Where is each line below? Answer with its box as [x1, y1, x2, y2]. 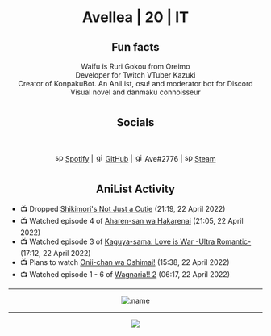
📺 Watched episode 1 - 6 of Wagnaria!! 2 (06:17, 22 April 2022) [19, 270, 231, 279]
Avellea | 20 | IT [81, 8, 190, 27]
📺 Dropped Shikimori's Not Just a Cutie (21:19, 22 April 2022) [19, 204, 226, 214]
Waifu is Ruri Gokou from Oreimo [80, 61, 191, 71]
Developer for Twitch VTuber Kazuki [75, 70, 196, 80]
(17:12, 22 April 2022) [19, 249, 91, 258]
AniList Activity [95, 182, 176, 195]
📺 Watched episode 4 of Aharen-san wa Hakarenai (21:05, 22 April [19, 216, 244, 226]
